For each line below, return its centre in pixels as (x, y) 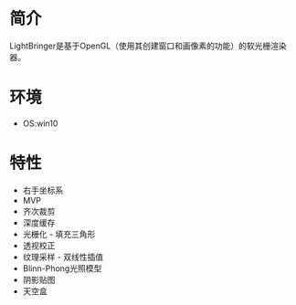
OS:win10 (40, 123)
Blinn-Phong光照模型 (62, 268)
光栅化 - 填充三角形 (59, 234)
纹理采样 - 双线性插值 (63, 257)
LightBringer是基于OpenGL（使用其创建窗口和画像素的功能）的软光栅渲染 (148, 46)
